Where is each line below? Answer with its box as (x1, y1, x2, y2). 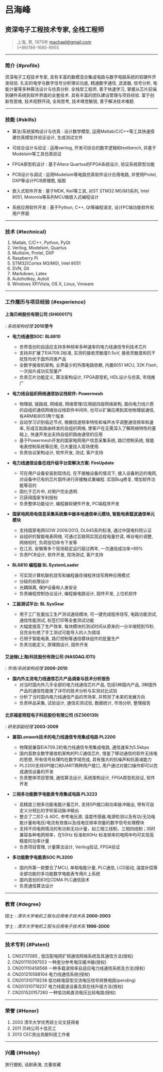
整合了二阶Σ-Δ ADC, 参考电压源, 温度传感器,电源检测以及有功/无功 (19, 814, 151, 820)
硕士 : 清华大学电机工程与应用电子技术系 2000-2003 (5, 913, 111, 919)
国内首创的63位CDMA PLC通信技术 (19, 877, 90, 883)
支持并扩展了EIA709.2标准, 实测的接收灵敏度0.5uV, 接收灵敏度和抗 (19, 350, 152, 356)
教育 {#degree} (5, 901, 41, 908)
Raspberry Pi (12, 255, 38, 261)
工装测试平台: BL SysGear (12, 601, 65, 607)
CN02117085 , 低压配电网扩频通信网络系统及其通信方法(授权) (12, 953, 133, 959)
